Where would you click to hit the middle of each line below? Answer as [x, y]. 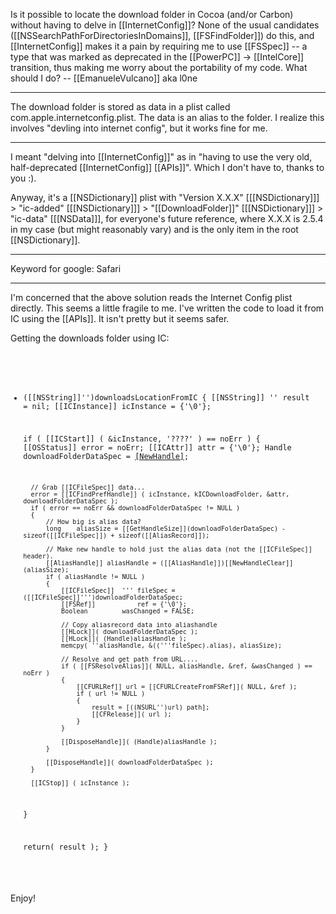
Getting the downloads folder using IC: [90, 338]
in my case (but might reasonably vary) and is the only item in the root [154, 229]
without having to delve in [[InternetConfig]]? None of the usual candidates [165, 25]
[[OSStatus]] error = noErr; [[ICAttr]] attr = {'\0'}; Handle [157, 447]
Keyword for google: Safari [66, 268]
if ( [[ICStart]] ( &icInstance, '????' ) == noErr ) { [142, 439]
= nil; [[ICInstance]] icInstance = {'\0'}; [117, 406]
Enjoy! [23, 898]
